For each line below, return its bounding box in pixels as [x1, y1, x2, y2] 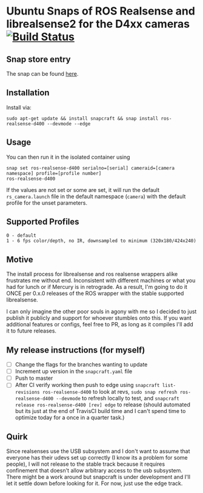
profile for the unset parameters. [6, 199, 88, 207]
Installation [6, 88, 50, 98]
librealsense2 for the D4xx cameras [6, 17, 190, 31]
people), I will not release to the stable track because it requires [6, 460, 165, 468]
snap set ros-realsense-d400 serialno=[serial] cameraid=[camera [6, 165, 175, 171]
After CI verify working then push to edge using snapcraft [15, 382, 160, 389]
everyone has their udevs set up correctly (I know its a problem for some [6, 454, 188, 462]
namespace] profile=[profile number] [6, 170, 102, 176]
